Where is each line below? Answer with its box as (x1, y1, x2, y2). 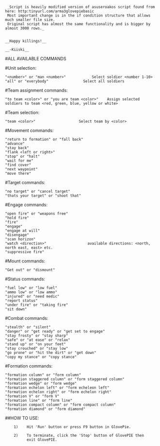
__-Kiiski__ (5, 47, 29, 52)
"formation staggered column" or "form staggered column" (5, 377, 125, 382)
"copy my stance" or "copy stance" (5, 354, 77, 359)
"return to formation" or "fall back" (5, 137, 83, 142)
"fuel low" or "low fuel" (5, 285, 57, 290)
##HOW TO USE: (5, 415, 39, 421)
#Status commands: (5, 276, 45, 282)
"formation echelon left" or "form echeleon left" (5, 385, 110, 390)
